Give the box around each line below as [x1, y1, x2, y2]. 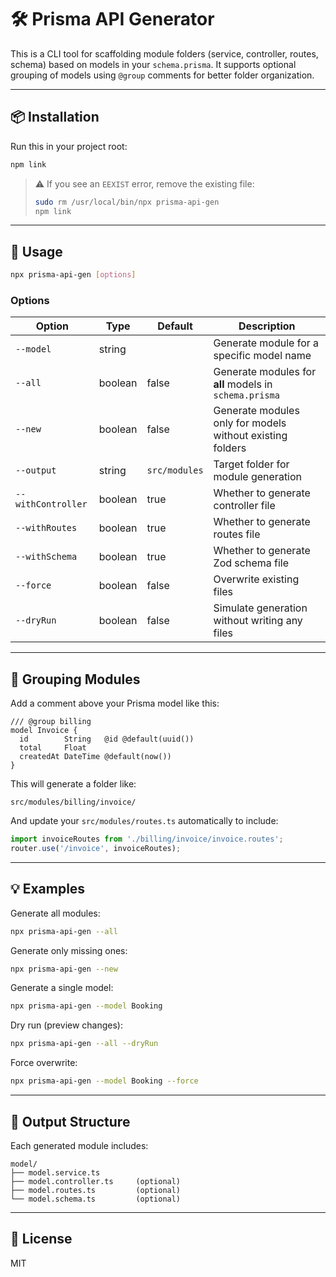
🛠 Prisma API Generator [10, 8, 215, 31]
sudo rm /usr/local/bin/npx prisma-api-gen [34, 197, 220, 207]
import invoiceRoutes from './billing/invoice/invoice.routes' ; [10, 834, 284, 845]
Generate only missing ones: [10, 944, 128, 956]
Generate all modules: [10, 907, 101, 919]
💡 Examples [10, 881, 86, 898]
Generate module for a [213, 336, 320, 350]
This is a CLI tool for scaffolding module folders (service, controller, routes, [10, 47, 319, 60]
